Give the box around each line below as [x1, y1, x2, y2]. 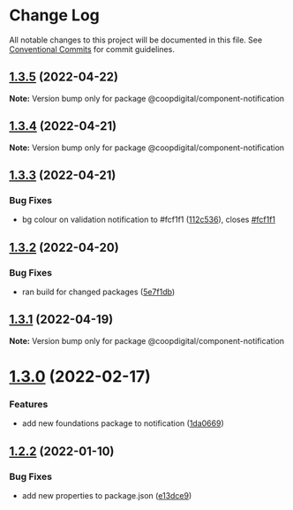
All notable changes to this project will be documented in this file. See [9, 34, 263, 45]
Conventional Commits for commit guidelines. [9, 43, 175, 54]
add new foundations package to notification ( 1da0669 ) [21, 418, 225, 429]
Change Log [9, 5, 100, 26]
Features [9, 398, 49, 410]
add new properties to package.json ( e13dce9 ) [21, 490, 192, 500]
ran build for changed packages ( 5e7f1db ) [21, 286, 175, 297]
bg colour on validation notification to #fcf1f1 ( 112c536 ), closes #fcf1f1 [21, 214, 276, 225]
